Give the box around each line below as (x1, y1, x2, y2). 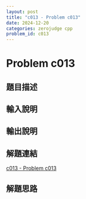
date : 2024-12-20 (6, 20, 49, 26)
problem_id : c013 (6, 31, 49, 37)
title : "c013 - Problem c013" (6, 14, 81, 20)
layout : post (6, 8, 39, 15)
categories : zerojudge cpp (6, 25, 73, 32)
